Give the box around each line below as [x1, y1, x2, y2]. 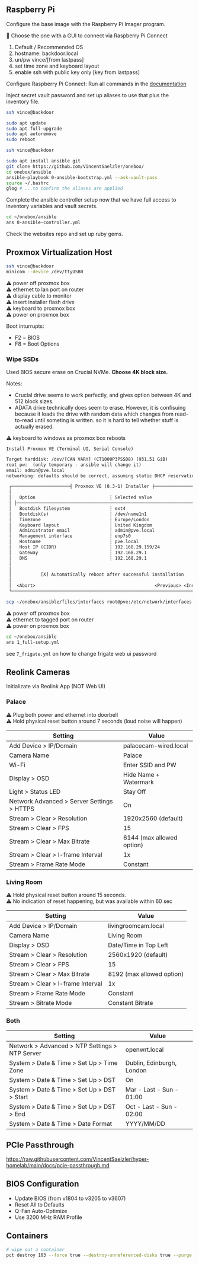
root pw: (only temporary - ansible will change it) [6, 462, 142, 468]
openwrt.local [125, 1046, 164, 1054]
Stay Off [123, 787, 146, 796]
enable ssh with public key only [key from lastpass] [14, 68, 140, 76]
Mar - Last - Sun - [125, 1086, 179, 1094]
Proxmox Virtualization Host [6, 247, 113, 257]
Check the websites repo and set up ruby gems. [6, 231, 123, 238]
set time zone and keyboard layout [14, 62, 99, 69]
